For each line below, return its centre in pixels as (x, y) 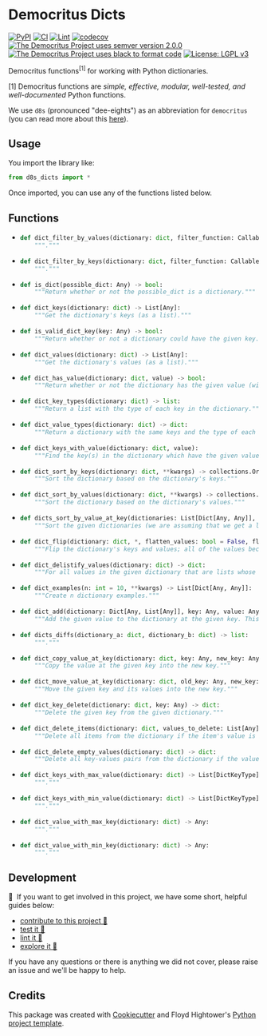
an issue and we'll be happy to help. (67, 970)
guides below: (31, 906)
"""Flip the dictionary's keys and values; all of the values (140, 549)
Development (43, 877)
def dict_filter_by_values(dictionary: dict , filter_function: (127, 238)
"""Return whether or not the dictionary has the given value (140, 385)
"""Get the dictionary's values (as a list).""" (117, 362)
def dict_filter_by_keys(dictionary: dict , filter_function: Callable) (141, 261)
